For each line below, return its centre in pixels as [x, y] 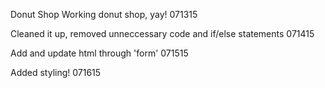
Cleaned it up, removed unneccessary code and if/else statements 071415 [162, 33]
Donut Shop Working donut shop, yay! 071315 [104, 14]
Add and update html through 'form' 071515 [99, 53]
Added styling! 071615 [56, 72]
